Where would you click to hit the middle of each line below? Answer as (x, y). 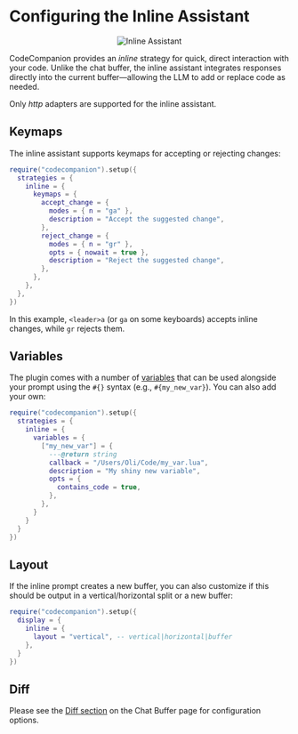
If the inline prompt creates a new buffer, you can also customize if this (139, 586)
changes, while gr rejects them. (67, 328)
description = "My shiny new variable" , (125, 471)
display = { (40, 620)
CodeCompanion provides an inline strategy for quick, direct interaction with (149, 58)
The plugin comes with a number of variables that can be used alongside (143, 378)
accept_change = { (75, 203)
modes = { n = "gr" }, (91, 244)
